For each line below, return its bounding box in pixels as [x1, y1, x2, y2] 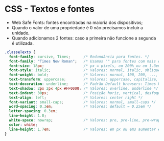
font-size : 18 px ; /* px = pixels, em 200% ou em [9, 63, 147, 68]
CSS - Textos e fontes [4, 3, 95, 15]
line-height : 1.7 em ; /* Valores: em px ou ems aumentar [9, 127, 156, 132]
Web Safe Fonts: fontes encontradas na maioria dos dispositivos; [11, 20, 143, 25]
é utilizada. [11, 40, 34, 46]
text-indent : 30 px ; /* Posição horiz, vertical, [9, 90, 143, 96]
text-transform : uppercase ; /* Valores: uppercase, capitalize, [9, 77, 159, 82]
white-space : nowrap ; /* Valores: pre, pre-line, [9, 118, 141, 123]
